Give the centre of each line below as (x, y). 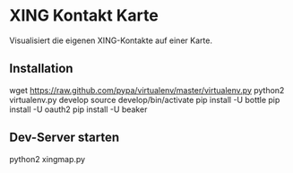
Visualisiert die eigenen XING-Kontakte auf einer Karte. (111, 40)
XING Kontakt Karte (84, 16)
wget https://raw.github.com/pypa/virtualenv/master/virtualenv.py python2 (147, 90)
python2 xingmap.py (47, 159)
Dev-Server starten (65, 138)
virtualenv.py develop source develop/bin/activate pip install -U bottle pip (145, 99)
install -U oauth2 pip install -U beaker (78, 109)
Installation (41, 69)
